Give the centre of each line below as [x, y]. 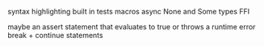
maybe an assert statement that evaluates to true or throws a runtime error [132, 27]
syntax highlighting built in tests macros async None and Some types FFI [129, 11]
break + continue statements [55, 35]
